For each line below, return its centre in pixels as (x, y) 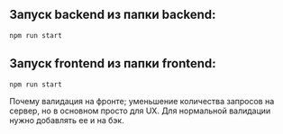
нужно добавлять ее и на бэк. (67, 121)
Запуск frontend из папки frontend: (113, 63)
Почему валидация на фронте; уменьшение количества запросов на (142, 102)
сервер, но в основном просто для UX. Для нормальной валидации (140, 111)
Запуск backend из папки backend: (113, 15)
